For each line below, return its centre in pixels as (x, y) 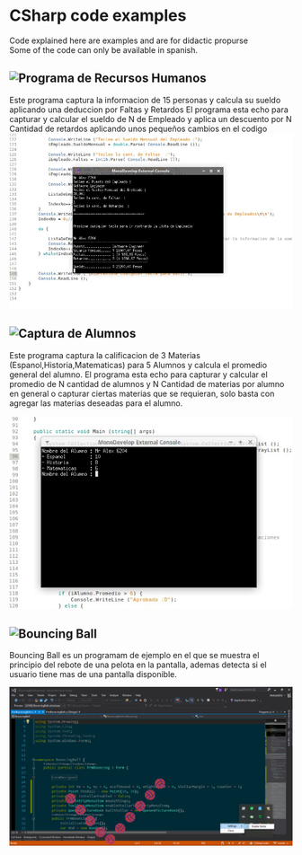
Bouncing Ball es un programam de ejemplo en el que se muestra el (134, 656)
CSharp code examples (98, 16)
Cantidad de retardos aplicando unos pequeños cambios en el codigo (138, 128)
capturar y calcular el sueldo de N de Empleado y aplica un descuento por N (151, 119)
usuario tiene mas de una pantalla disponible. (93, 674)
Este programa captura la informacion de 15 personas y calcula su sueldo (145, 100)
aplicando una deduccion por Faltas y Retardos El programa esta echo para (149, 110)
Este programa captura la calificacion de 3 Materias (105, 355)
